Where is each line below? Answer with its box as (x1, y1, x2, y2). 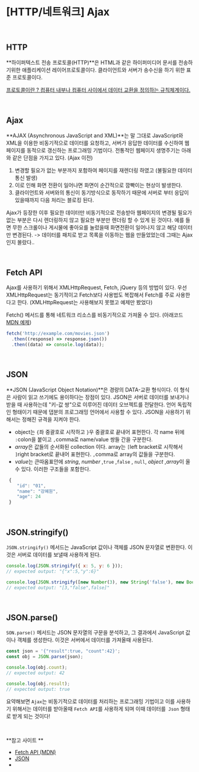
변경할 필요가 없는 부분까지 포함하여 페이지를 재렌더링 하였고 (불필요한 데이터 (14, 167, 192, 174)
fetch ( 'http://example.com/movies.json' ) (6, 331, 110, 337)
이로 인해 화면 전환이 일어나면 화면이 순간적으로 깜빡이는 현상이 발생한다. (14, 181, 182, 189)
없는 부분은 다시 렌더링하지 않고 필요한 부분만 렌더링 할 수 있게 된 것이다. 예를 (6, 216, 185, 224)
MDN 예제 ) (6, 319, 32, 326)
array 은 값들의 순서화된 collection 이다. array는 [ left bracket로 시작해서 (14, 443, 183, 450)
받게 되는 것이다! (12, 712, 50, 720)
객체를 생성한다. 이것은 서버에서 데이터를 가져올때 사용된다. (17, 636, 153, 643)
